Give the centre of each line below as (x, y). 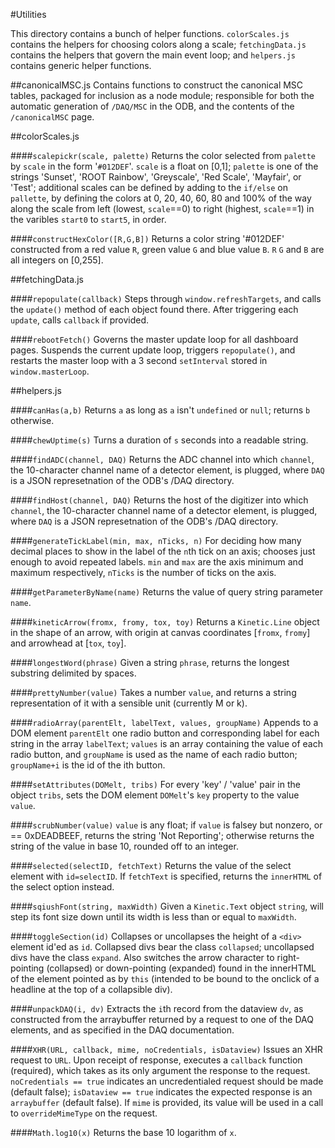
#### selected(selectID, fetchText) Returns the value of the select (151, 865)
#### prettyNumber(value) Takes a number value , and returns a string (153, 692)
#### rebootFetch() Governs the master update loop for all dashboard (154, 339)
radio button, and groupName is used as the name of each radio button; (154, 754)
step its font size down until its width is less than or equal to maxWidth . (153, 917)
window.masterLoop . (50, 371)
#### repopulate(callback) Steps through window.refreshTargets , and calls (166, 298)
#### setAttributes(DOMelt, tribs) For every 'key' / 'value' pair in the (155, 784)
